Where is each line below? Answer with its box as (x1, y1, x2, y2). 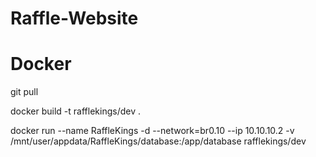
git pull (10, 86, 39, 98)
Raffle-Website (10, 7, 139, 30)
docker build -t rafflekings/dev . (10, 105, 141, 117)
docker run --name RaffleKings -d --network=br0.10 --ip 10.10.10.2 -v (10, 125, 295, 137)
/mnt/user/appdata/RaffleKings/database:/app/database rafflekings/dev (10, 135, 307, 147)
